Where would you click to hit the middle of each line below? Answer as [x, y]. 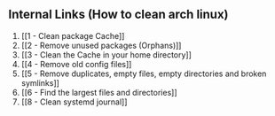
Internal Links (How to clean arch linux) [118, 15]
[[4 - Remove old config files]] [76, 64]
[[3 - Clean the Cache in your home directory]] [106, 54]
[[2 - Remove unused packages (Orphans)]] [101, 45]
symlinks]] [40, 82]
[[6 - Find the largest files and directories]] [99, 92]
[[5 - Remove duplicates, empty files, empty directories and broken [144, 73]
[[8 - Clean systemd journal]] [74, 102]
